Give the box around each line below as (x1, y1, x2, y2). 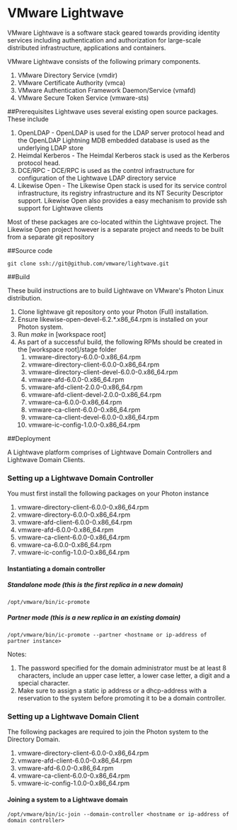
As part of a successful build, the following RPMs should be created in (17, 337, 223, 346)
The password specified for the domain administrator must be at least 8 (17, 663, 227, 672)
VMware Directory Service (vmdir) (17, 71, 118, 79)
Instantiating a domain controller (7, 564, 106, 573)
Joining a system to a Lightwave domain (7, 795, 129, 804)
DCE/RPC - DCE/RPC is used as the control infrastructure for (17, 166, 195, 174)
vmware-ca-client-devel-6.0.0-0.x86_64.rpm (28, 413, 159, 421)
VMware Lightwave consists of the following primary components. (7, 57, 201, 65)
